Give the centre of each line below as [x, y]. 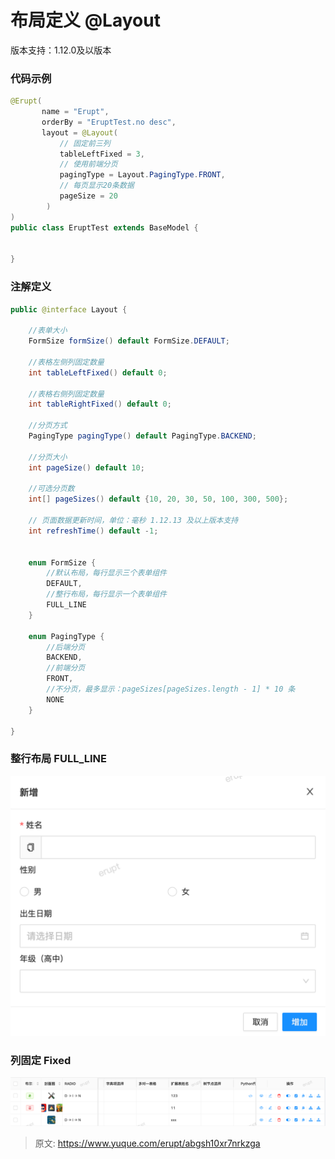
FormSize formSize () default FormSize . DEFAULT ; [129, 341]
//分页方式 [48, 426]
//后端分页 [66, 647]
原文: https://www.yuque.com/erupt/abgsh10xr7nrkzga [147, 1143]
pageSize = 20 [88, 196]
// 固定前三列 [85, 143]
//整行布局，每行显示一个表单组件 [106, 594]
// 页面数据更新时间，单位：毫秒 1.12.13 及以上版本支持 [133, 521]
